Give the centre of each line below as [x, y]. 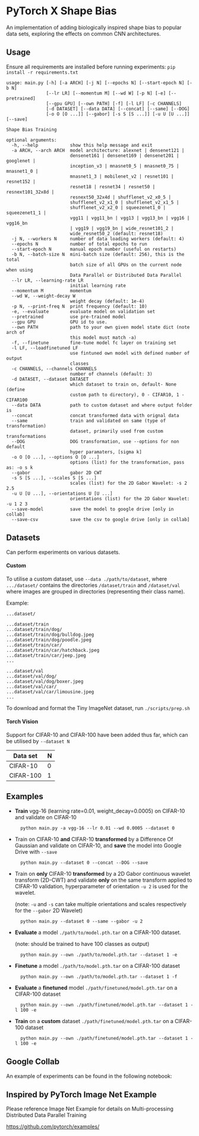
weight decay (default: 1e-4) [107, 301]
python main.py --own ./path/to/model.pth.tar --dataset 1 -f [99, 976]
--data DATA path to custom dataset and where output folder [102, 405]
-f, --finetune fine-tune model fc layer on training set [94, 343]
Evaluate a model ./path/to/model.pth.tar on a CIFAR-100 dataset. [98, 932]
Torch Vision [22, 722]
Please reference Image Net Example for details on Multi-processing [90, 1109]
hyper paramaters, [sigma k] [106, 452]
